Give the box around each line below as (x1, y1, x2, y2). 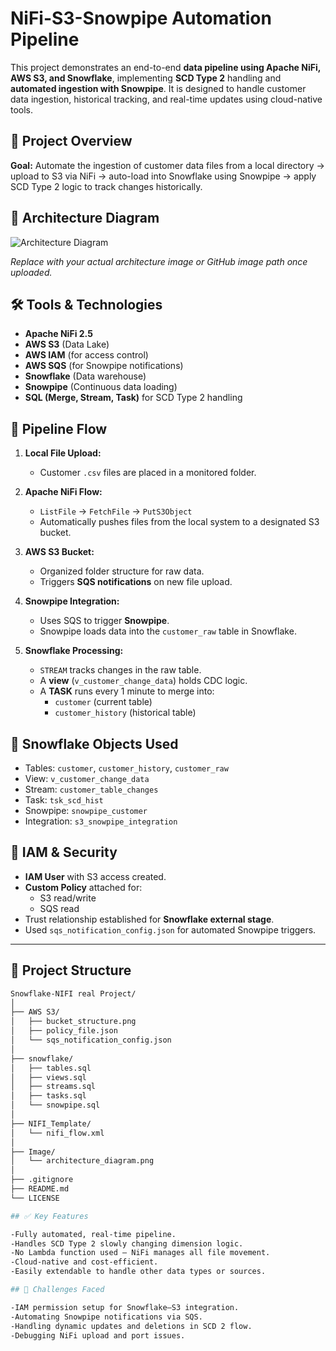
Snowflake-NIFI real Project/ (10, 988, 137, 999)
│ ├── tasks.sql (10, 1091, 87, 1101)
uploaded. (10, 266, 53, 278)
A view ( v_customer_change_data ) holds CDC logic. (39, 675, 248, 687)
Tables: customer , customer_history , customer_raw (24, 762, 229, 774)
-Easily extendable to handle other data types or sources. (10, 1267, 267, 1277)
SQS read (39, 902, 80, 914)
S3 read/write (39, 892, 97, 904)
